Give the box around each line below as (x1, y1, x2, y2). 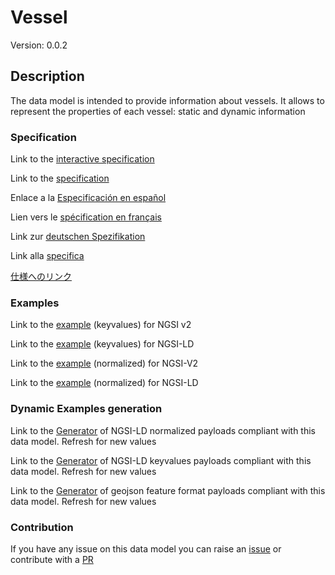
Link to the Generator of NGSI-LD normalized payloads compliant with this (10, 424, 316, 436)
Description (10, 68, 85, 85)
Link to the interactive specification (10, 153, 155, 165)
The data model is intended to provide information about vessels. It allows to (10, 94, 325, 106)
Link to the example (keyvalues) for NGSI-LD (10, 338, 195, 350)
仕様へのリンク (10, 271, 72, 283)
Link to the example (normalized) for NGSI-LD (10, 377, 199, 389)
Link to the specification (10, 172, 110, 185)
